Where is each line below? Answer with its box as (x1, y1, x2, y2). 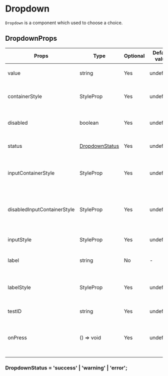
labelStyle (7, 284, 31, 291)
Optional (123, 52, 145, 59)
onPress (7, 334, 27, 341)
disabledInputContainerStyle (7, 206, 75, 213)
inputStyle (7, 236, 31, 243)
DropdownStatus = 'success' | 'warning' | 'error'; (5, 364, 127, 371)
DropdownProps (5, 34, 57, 43)
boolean (79, 119, 99, 126)
